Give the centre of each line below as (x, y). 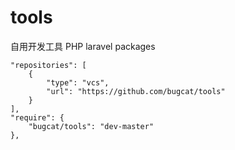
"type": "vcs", (78, 82)
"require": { (37, 117)
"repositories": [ (48, 65)
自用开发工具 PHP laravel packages (83, 46)
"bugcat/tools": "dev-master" (91, 126)
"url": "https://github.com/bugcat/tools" (136, 91)
